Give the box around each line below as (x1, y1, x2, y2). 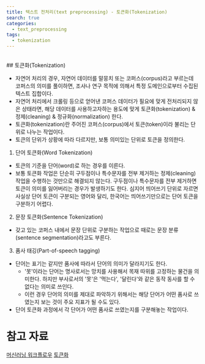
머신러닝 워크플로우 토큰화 (6, 351, 69, 358)
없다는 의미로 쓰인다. (24, 283, 74, 290)
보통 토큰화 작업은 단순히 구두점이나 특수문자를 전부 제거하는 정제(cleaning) (15, 170, 196, 176)
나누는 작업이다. (26, 128, 65, 135)
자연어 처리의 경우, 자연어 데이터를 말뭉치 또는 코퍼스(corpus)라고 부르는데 (15, 75, 194, 82)
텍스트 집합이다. (15, 90, 53, 97)
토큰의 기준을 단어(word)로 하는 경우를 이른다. (15, 162, 125, 169)
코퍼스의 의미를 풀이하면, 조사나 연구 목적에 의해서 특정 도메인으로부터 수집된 (15, 82, 199, 89)
